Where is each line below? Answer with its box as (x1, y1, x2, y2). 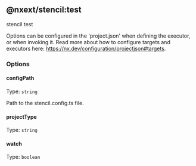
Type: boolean (6, 153, 41, 161)
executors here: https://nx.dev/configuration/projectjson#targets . (6, 45, 166, 52)
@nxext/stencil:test (6, 5, 82, 15)
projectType (6, 113, 37, 120)
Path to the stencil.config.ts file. (6, 99, 85, 106)
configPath (6, 75, 35, 82)
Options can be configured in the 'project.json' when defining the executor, (6, 32, 191, 39)
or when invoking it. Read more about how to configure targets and (6, 38, 171, 45)
